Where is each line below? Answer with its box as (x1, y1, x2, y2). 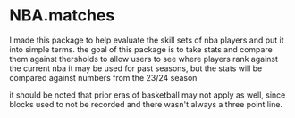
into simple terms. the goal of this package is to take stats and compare (9, 43, 273, 54)
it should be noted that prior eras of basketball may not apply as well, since (9, 90, 286, 100)
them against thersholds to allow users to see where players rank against (9, 53, 279, 64)
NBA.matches (9, 5, 115, 26)
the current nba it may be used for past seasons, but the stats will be (9, 63, 263, 74)
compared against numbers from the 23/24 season (9, 72, 198, 83)
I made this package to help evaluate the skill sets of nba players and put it (9, 35, 284, 45)
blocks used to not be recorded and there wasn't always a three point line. (9, 98, 283, 109)
